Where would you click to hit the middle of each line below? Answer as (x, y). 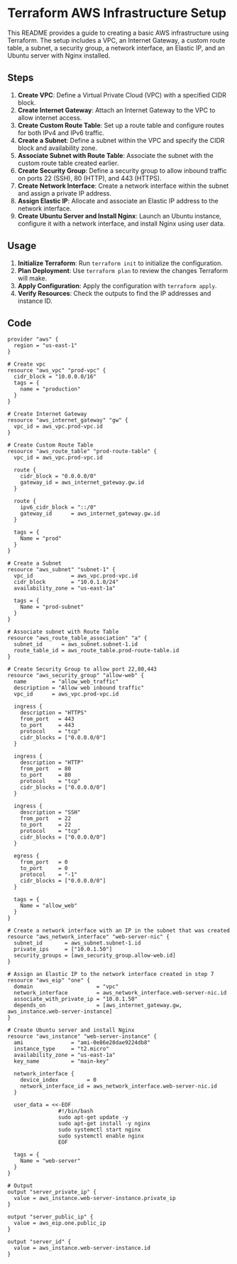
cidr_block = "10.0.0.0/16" (55, 377)
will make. (32, 278)
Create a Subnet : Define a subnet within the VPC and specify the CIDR (121, 140)
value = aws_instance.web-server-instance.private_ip (95, 1199)
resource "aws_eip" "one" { (49, 981)
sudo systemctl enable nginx (101, 1136)
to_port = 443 (47, 726)
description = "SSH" (50, 812)
